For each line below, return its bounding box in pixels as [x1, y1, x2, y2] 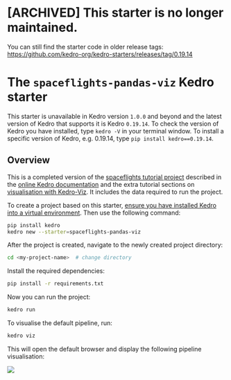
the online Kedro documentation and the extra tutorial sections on [7, 180, 195, 188]
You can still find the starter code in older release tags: [7, 42, 164, 51]
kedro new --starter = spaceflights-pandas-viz [7, 228, 141, 236]
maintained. [7, 19, 78, 35]
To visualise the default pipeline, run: [7, 319, 112, 327]
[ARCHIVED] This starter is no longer [7, 5, 224, 21]
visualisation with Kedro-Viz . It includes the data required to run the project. [7, 188, 223, 196]
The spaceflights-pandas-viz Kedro [7, 74, 214, 90]
